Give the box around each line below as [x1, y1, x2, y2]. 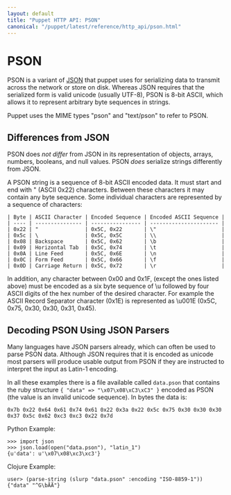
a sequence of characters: [7, 201, 83, 209]
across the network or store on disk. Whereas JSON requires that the [7, 83, 205, 92]
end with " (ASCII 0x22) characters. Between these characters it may [7, 185, 205, 194]
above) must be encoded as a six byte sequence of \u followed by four [7, 282, 209, 290]
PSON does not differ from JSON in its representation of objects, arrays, [7, 150, 214, 158]
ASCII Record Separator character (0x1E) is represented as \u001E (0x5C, [7, 296, 217, 305]
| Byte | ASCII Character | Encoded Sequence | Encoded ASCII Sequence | [7, 214, 225, 221]
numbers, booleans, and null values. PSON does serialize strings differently [7, 158, 223, 166]
